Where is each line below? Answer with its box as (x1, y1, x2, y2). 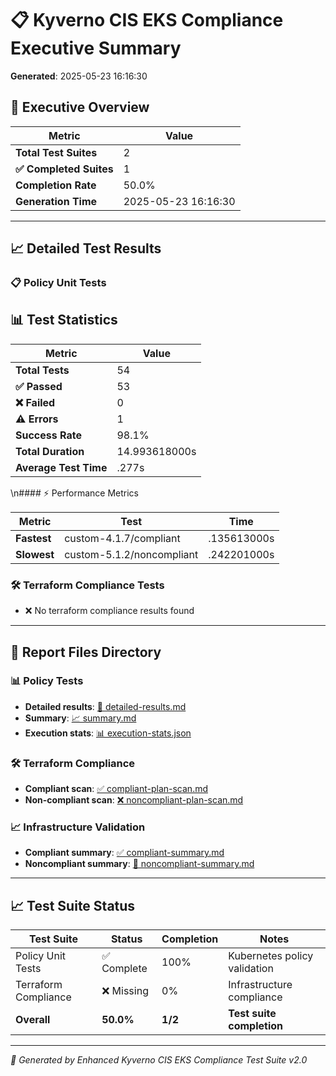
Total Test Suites (15, 145, 98, 159)
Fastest (15, 531, 52, 545)
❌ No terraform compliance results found (24, 605, 195, 617)
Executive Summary (10, 37, 182, 60)
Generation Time (15, 194, 98, 208)
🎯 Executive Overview (10, 99, 150, 116)
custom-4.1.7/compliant (64, 531, 181, 545)
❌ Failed (15, 395, 56, 409)
